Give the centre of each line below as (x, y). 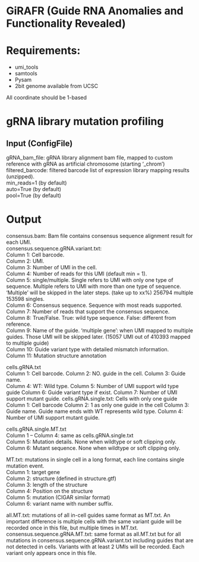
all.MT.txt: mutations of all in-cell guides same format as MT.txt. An (88, 515)
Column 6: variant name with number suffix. (60, 504)
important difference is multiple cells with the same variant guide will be (94, 522)
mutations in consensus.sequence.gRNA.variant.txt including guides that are (100, 541)
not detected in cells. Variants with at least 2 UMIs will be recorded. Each (95, 547)
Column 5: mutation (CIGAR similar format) (58, 497)
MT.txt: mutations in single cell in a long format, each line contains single (95, 460)
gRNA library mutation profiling (85, 121)
